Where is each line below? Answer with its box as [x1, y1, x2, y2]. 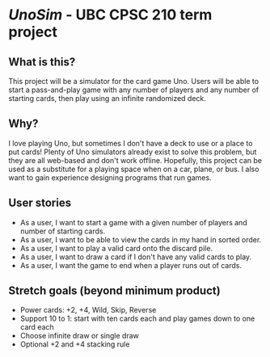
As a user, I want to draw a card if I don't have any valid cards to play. [19, 252, 252, 262]
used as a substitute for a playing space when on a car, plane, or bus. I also [8, 164, 259, 174]
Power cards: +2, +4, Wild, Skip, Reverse [19, 305, 157, 315]
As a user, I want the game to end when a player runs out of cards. [19, 260, 243, 270]
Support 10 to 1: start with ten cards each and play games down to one [19, 313, 255, 324]
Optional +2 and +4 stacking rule [19, 339, 130, 349]
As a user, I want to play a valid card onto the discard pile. [19, 243, 213, 253]
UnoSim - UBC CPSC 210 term [8, 6, 213, 24]
